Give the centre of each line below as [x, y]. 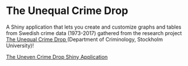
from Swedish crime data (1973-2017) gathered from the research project [94, 33]
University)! [20, 46]
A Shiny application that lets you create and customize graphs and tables [94, 27]
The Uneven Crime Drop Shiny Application [57, 57]
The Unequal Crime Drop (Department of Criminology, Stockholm [85, 39]
